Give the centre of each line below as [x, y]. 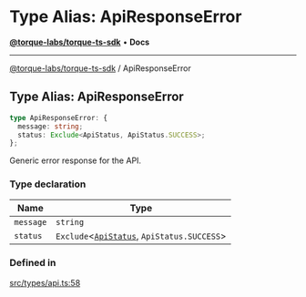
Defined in [33, 263]
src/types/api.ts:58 [45, 282]
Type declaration [48, 184]
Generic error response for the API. [76, 160]
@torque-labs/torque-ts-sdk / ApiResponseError [100, 68]
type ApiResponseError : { [58, 118]
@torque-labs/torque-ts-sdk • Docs [80, 42]
